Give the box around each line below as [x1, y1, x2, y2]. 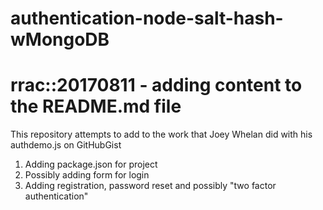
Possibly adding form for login [24, 169, 150, 181]
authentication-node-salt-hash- [10, 7, 284, 30]
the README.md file [10, 95, 182, 118]
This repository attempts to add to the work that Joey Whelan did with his [10, 128, 313, 141]
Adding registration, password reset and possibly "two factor [24, 180, 277, 192]
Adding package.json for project [24, 158, 158, 171]
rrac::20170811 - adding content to [10, 74, 303, 97]
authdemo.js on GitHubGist [10, 139, 122, 151]
